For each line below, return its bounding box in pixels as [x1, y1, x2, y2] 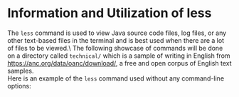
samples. [7, 66, 34, 75]
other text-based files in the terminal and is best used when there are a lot [7, 36, 225, 44]
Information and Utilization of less [7, 5, 212, 21]
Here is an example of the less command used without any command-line [7, 73, 225, 83]
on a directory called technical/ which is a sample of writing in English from [7, 51, 230, 60]
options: [7, 81, 32, 90]
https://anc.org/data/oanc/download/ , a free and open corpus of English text [7, 58, 233, 67]
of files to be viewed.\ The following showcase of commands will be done [7, 44, 223, 52]
